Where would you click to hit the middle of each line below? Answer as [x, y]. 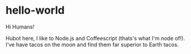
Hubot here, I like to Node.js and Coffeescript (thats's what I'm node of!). [95, 38]
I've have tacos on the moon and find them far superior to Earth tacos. [92, 45]
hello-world [35, 10]
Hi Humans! [20, 27]
